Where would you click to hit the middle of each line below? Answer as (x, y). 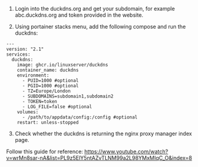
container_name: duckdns (48, 70)
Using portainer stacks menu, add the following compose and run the (100, 27)
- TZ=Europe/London (46, 91)
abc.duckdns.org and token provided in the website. (79, 15)
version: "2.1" (25, 49)
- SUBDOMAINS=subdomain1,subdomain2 (68, 96)
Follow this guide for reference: (45, 151)
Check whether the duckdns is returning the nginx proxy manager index (103, 133)
